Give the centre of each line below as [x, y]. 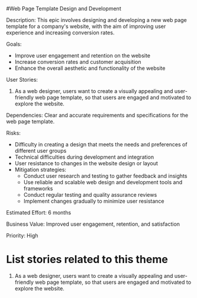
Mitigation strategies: [41, 169]
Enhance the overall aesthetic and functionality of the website [90, 68]
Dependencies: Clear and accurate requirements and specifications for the [97, 115]
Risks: [13, 133]
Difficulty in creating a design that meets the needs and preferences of [101, 144]
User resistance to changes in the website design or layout [86, 163]
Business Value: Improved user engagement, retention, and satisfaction [93, 224]
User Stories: [22, 80]
